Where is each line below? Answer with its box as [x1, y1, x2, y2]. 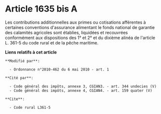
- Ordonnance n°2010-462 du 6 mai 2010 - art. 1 [9, 67, 109, 72]
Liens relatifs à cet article [5, 49, 57, 55]
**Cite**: [5, 97, 25, 101]
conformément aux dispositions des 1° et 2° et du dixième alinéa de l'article [5, 35, 156, 41]
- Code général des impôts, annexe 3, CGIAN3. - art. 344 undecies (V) [9, 84, 157, 89]
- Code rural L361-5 [9, 105, 51, 110]
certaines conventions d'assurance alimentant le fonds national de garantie [5, 24, 155, 30]
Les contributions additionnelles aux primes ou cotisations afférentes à [5, 19, 146, 25]
